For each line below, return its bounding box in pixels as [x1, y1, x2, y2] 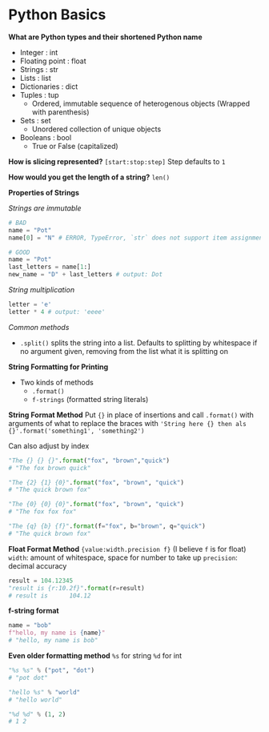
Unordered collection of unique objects [31, 124, 162, 134]
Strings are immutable [8, 203, 82, 213]
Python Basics [8, 6, 106, 24]
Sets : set [19, 115, 51, 125]
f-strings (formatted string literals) [31, 394, 149, 404]
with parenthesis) [31, 107, 90, 117]
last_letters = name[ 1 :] [8, 263, 91, 271]
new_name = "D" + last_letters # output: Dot [8, 271, 163, 279]
